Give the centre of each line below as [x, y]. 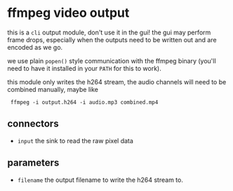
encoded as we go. [35, 47]
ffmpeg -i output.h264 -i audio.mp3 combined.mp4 [84, 102]
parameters [33, 163]
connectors [33, 124]
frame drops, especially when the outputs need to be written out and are [112, 39]
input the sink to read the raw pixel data [75, 140]
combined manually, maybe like [53, 89]
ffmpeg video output [68, 13]
